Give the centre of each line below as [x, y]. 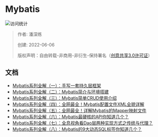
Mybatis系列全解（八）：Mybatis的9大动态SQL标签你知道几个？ [77, 129]
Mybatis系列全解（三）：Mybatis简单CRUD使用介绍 [65, 98]
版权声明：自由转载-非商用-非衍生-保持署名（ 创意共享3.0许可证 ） [85, 55]
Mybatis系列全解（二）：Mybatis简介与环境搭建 [60, 92]
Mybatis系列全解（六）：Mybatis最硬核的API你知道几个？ [71, 117]
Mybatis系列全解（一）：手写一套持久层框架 [57, 85]
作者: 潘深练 [30, 34]
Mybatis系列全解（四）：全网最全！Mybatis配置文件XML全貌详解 [78, 104]
